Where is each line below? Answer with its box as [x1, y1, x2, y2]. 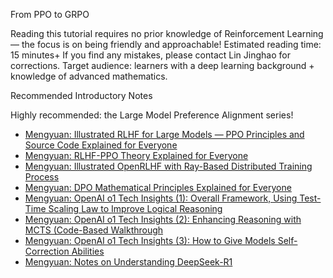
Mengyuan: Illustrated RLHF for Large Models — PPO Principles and [24, 129, 305, 140]
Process [24, 171, 60, 183]
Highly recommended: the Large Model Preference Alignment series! [10, 109, 294, 121]
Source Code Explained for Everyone [24, 139, 178, 151]
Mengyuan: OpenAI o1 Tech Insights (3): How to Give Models [24, 235, 276, 246]
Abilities [71, 245, 105, 257]
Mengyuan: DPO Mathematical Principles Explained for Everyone [24, 182, 292, 193]
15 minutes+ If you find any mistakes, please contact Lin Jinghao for [10, 49, 291, 61]
